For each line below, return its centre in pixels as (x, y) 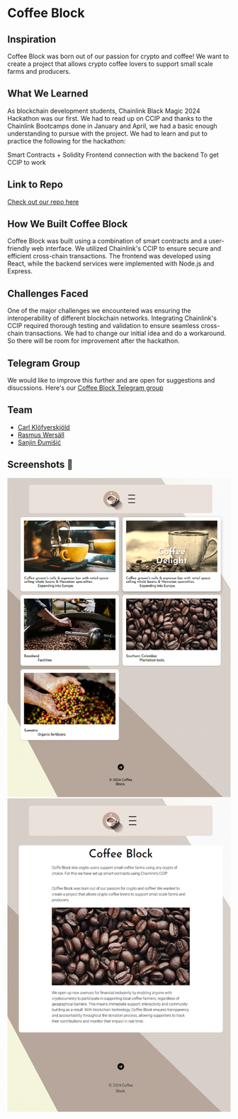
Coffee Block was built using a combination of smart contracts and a (107, 241)
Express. (20, 271)
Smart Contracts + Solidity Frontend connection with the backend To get (113, 155)
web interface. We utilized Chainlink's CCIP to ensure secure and (126, 249)
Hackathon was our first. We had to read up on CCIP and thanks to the (110, 118)
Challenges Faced (48, 294)
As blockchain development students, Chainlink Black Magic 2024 (104, 111)
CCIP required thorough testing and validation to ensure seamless (103, 326)
